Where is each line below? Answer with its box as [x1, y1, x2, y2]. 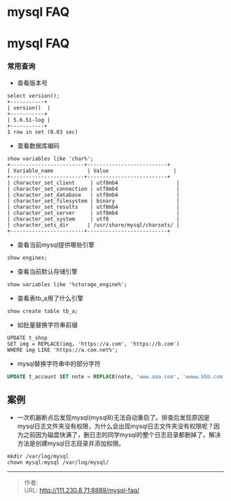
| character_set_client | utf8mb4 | [7, 179, 180, 186]
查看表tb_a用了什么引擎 [16, 294, 84, 302]
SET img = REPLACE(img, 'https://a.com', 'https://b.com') [7, 340, 180, 347]
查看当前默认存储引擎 [16, 267, 78, 276]
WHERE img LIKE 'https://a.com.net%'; [7, 346, 118, 354]
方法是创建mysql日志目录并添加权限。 [16, 439, 125, 448]
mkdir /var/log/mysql [7, 453, 69, 460]
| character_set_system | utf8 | [7, 215, 180, 223]
